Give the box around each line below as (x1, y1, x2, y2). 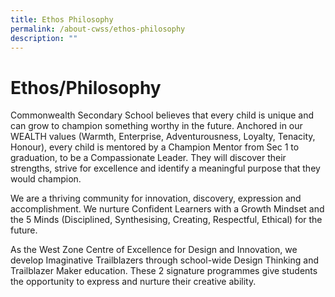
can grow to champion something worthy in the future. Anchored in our (10, 120, 303, 132)
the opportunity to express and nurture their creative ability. (10, 276, 257, 288)
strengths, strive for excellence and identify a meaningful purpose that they (10, 162, 321, 175)
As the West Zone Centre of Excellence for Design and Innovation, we (10, 244, 298, 256)
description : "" (10, 33, 78, 43)
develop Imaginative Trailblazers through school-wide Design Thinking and (10, 254, 320, 266)
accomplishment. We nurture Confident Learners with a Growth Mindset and (10, 203, 325, 215)
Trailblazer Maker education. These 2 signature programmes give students (10, 265, 318, 277)
